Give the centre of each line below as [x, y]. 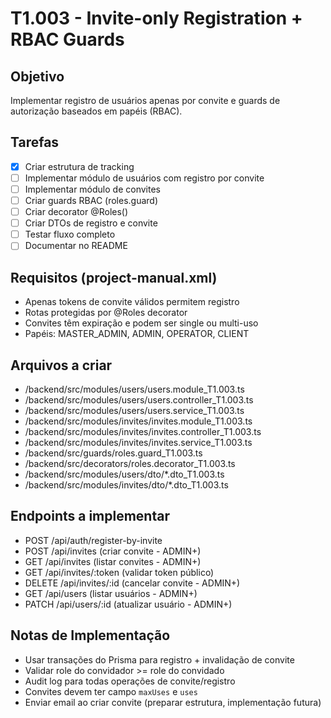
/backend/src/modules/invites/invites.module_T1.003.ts [138, 421]
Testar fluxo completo [70, 234]
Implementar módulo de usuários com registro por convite [144, 178]
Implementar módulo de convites [92, 189]
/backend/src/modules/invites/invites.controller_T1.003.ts [143, 431]
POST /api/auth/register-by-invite [93, 540]
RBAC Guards [67, 39]
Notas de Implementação [90, 635]
